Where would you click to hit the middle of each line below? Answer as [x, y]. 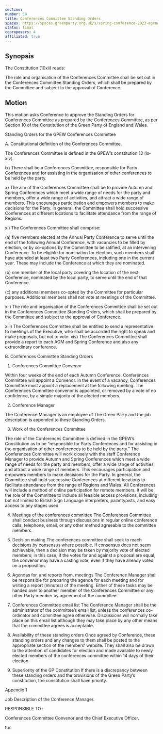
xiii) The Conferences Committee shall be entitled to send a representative [79, 326]
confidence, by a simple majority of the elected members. [63, 395]
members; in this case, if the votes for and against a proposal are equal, [84, 555]
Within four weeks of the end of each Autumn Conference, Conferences [77, 375]
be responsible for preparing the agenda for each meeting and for [78, 580]
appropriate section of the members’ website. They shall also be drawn [83, 645]
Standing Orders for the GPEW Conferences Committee [61, 134]
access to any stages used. [32, 506]
